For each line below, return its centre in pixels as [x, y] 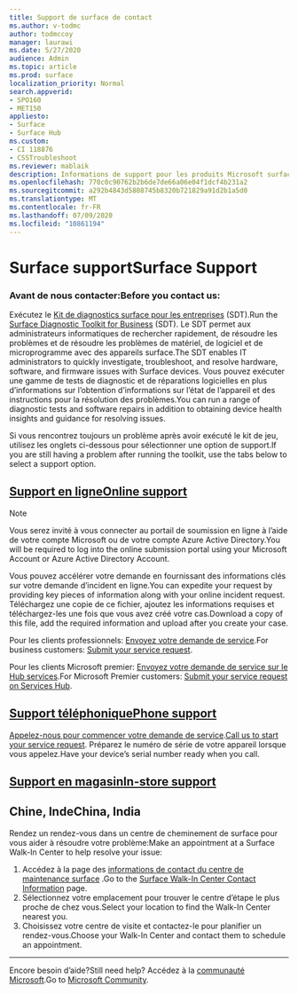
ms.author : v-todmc [45, 26]
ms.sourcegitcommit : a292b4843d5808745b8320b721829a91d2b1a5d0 [129, 191]
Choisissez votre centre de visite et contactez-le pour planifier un [141, 926]
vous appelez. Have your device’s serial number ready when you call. [134, 753]
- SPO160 [25, 100]
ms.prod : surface [41, 75]
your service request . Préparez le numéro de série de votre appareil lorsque [148, 744]
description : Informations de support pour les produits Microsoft [137, 174]
